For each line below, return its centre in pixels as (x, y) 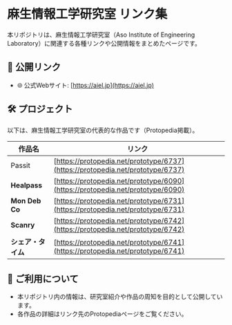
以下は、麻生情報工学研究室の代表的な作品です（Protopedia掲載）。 (103, 130)
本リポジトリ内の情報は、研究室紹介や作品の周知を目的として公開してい (120, 297)
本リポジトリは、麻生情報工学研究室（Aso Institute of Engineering (101, 35)
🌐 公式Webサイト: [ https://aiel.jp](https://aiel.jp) (85, 85)
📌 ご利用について (43, 278)
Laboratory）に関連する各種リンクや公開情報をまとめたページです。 (104, 43)
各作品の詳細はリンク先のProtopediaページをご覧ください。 (102, 314)
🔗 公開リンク (34, 67)
